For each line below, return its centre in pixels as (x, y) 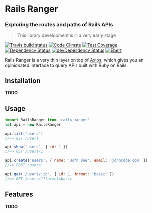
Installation (23, 81)
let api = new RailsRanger (33, 124)
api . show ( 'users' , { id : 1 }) (37, 147)
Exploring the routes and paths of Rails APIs (59, 25)
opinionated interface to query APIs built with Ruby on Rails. (67, 65)
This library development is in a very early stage (67, 35)
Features (19, 194)
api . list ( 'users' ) (24, 133)
